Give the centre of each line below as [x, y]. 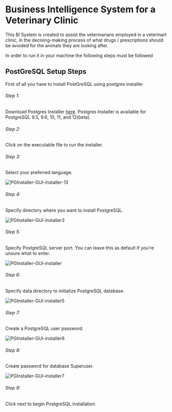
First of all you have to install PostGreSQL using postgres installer [74, 84]
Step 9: [13, 388]
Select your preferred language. [39, 173]
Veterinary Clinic [42, 20]
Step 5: [13, 232]
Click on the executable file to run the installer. [54, 145]
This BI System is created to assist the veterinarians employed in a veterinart [86, 34]
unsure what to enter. [28, 253]
